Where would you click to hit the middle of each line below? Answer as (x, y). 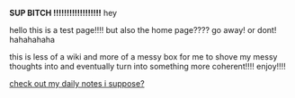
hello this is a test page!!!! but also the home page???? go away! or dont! (143, 30)
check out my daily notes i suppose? (77, 83)
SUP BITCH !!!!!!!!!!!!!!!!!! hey (63, 13)
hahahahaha (32, 40)
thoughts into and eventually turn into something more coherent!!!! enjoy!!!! (147, 66)
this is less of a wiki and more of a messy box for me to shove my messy (143, 57)
